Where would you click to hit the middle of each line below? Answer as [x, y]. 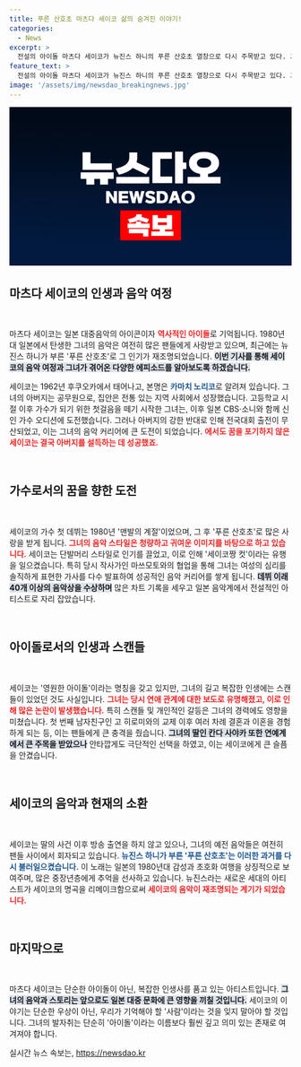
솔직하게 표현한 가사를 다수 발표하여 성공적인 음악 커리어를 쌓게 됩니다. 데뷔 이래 [149, 576]
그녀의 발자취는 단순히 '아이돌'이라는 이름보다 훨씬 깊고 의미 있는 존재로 [152, 1023]
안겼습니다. [38, 755]
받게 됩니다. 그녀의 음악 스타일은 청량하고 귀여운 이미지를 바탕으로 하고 [148, 542]
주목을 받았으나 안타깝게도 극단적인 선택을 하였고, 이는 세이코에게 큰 [153, 743]
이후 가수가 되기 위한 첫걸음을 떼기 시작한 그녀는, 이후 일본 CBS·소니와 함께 [149, 409]
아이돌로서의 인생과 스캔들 [77, 647]
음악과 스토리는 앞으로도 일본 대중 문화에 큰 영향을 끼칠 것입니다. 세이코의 [152, 1001]
